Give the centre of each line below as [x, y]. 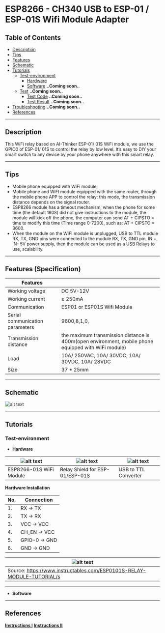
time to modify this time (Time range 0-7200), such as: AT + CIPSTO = [83, 223]
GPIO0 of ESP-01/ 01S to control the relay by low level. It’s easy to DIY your [81, 149]
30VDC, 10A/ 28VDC [86, 362]
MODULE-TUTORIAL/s [34, 576]
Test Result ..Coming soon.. [55, 101]
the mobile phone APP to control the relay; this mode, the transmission [83, 197]
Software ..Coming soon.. [53, 86]
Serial [14, 315]
